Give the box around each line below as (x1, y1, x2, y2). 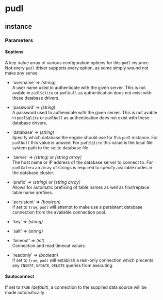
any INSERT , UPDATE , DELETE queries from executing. (12, 262, 114, 268)
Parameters (5, 37, 33, 44)
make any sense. (5, 70, 39, 76)
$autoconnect (5, 273, 34, 280)
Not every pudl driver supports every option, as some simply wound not (5, 65, 149, 71)
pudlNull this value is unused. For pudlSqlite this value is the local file (12, 140, 153, 145)
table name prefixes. (12, 189, 53, 195)
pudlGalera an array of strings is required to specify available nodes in (12, 164, 153, 170)
